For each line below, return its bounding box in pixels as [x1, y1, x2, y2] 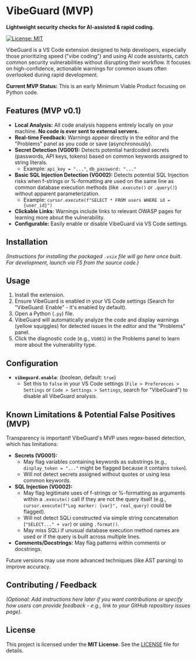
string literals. [14, 158, 48, 165]
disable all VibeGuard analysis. [23, 393, 98, 400]
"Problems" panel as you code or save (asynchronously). [14, 140, 153, 147]
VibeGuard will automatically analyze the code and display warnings [14, 316, 180, 323]
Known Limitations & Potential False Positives [6, 410, 176, 420]
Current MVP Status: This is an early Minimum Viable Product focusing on [6, 82, 186, 89]
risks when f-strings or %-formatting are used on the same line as [14, 177, 174, 184]
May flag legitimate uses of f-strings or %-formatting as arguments [23, 489, 185, 496]
